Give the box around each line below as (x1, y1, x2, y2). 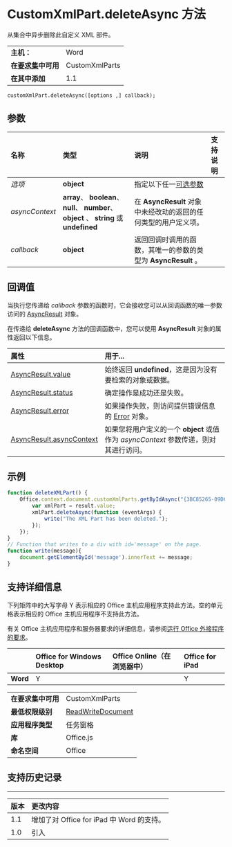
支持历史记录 (7, 772, 62, 783)
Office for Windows (35, 652, 101, 661)
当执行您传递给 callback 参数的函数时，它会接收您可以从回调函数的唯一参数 (7, 301, 223, 309)
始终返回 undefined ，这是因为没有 (104, 364, 217, 374)
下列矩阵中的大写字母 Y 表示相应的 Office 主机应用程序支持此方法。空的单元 (7, 600, 223, 609)
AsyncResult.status (10, 387, 73, 397)
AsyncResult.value (10, 369, 71, 379)
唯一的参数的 (155, 245, 197, 255)
